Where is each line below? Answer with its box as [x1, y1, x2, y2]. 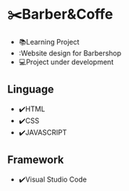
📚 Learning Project [18, 37, 80, 46]
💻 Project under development [18, 57, 114, 67]
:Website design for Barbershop [18, 48, 122, 58]
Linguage [7, 83, 54, 96]
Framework [7, 153, 64, 167]
